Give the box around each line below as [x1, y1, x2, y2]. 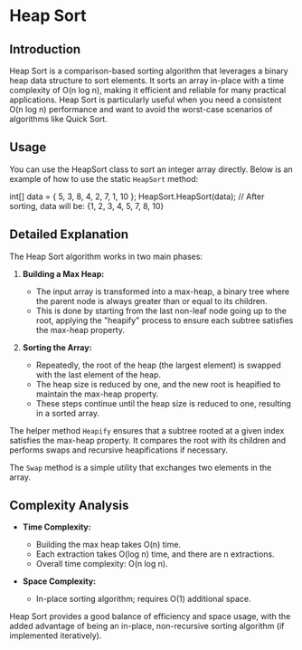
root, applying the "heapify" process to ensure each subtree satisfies [35, 314, 294, 326]
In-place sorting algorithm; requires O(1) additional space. [35, 594, 251, 605]
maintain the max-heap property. [35, 388, 159, 399]
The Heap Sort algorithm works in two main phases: [9, 251, 203, 262]
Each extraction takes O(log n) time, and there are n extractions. [35, 549, 275, 559]
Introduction [9, 42, 81, 57]
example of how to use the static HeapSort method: [9, 173, 199, 184]
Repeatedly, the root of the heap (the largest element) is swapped [35, 359, 282, 370]
